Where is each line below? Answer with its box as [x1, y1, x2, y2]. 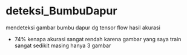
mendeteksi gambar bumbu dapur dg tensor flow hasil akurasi [5, 24, 161, 31]
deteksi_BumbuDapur [5, 4, 117, 18]
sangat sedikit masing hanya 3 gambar [14, 42, 111, 49]
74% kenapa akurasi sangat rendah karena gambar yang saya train [14, 35, 182, 42]
